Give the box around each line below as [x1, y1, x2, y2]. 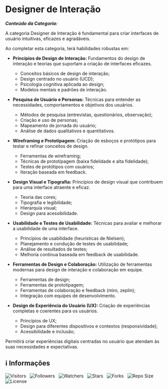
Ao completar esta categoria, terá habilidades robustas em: [5, 45, 129, 51]
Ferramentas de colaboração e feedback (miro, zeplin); [20, 287, 136, 293]
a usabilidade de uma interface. [12, 225, 79, 231]
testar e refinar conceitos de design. [12, 143, 89, 149]
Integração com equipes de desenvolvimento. [20, 293, 116, 299]
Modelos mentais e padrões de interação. [20, 86, 108, 92]
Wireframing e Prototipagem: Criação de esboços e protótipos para [12, 137, 156, 144]
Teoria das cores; [20, 194, 57, 200]
